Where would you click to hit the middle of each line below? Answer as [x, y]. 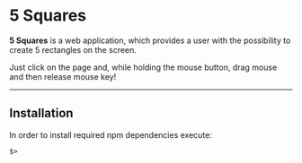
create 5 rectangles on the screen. [73, 49]
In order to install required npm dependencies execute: [111, 134]
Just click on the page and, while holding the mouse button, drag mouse [143, 67]
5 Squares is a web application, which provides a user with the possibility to [150, 40]
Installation [41, 113]
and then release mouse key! [63, 76]
